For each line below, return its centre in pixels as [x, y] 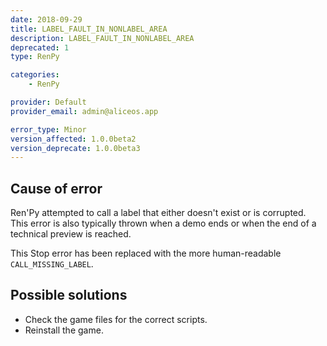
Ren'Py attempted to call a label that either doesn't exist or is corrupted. [158, 213]
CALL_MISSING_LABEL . [52, 264]
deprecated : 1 [40, 47]
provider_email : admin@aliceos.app [84, 111]
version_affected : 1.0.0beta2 [73, 139]
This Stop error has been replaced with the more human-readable [146, 253]
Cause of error [56, 188]
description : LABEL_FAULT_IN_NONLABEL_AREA [102, 38]
